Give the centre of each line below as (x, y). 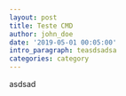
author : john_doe (41, 34)
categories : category (49, 59)
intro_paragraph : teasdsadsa (63, 51)
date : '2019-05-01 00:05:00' (63, 42)
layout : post (33, 17)
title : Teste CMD (41, 26)
